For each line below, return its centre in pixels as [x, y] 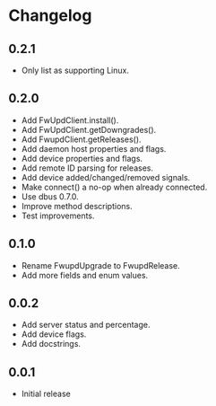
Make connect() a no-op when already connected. [114, 187]
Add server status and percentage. [86, 325]
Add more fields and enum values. [85, 275]
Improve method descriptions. [77, 206]
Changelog [50, 16]
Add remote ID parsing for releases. [87, 168]
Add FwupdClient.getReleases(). [81, 139]
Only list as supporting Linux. [75, 70]
